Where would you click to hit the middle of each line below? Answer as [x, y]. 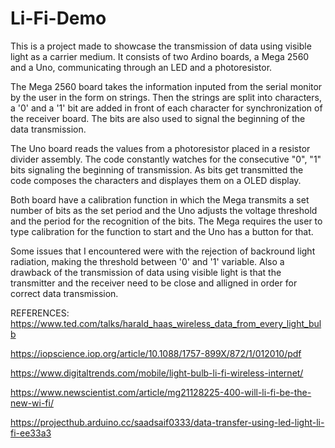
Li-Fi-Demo [58, 18]
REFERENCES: [40, 313]
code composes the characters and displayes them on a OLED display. [156, 180]
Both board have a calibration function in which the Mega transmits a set [160, 199]
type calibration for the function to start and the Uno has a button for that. [162, 231]
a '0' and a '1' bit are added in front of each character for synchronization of [166, 108]
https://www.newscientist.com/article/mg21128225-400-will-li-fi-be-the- [161, 392]
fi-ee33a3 [31, 433]
